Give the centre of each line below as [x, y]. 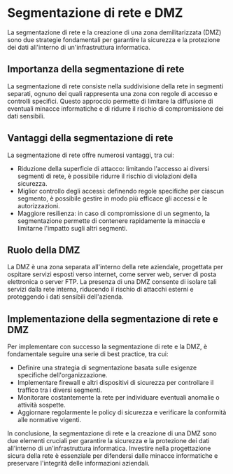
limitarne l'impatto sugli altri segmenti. [72, 228]
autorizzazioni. [39, 205]
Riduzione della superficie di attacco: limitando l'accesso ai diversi [113, 168]
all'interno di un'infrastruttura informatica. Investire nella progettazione [109, 448]
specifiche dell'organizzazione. [62, 375]
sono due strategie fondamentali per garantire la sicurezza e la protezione [114, 39]
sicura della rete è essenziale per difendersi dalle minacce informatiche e [113, 456]
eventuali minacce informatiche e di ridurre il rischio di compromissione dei [115, 108]
